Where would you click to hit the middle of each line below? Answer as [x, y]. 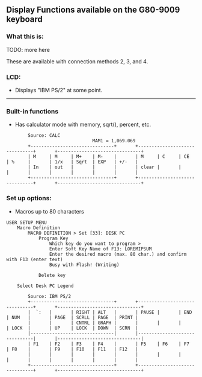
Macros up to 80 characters [49, 211]
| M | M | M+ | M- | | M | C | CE [109, 157]
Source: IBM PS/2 [49, 296]
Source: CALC [44, 136]
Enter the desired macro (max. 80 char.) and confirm [118, 254]
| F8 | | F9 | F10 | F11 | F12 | [72, 349]
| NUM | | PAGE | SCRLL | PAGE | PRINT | [72, 317]
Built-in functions [32, 111]
